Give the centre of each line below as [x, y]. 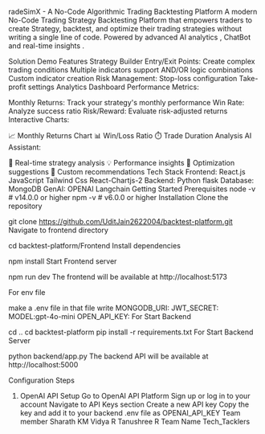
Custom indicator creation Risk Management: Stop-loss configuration [123, 78]
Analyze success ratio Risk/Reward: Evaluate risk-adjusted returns [118, 111]
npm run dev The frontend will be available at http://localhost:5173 [118, 277]
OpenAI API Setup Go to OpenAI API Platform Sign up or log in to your [135, 396]
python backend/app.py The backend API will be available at [108, 356]
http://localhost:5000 [43, 364]
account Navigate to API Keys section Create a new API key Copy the [135, 404]
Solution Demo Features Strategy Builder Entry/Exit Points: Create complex [132, 61]
